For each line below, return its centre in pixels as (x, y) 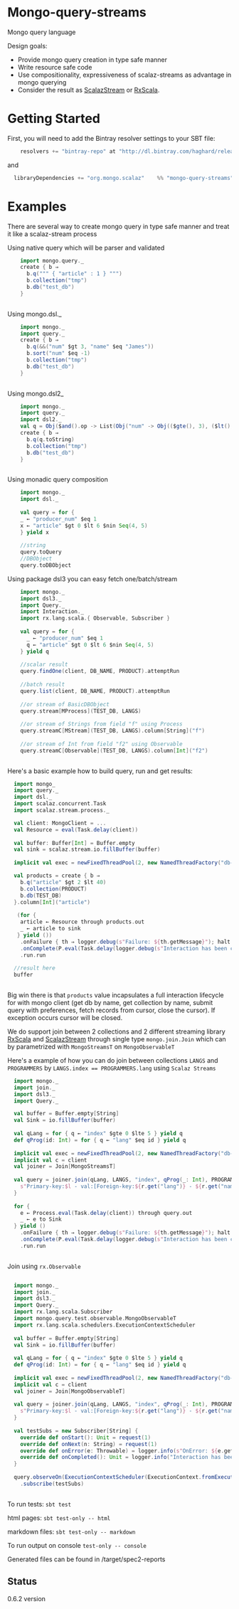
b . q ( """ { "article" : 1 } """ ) (74, 274)
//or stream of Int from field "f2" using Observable (101, 744)
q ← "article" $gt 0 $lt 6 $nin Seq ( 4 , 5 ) (90, 644)
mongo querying (42, 82)
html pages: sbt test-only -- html (59, 1518)
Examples (37, 206)
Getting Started (54, 119)
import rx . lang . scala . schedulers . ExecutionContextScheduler (105, 1325)
